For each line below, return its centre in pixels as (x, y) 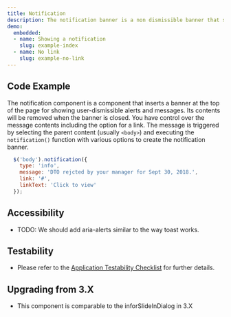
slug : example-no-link (52, 59)
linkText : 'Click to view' (58, 185)
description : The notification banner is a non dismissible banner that (113, 20)
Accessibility (36, 213)
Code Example (39, 86)
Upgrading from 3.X (51, 289)
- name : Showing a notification (60, 39)
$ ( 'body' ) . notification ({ (51, 159)
